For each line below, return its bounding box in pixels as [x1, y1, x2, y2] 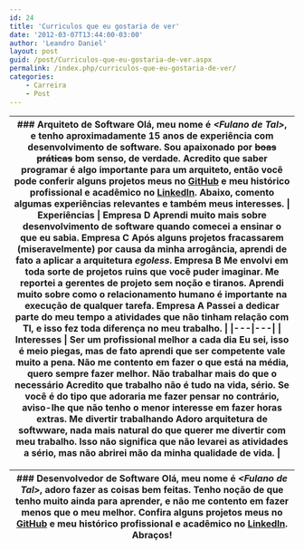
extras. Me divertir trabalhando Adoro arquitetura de [35, 412, 269, 425]
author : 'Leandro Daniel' [9, 38, 107, 48]
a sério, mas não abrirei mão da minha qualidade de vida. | [24, 446, 280, 458]
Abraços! [131, 528, 173, 541]
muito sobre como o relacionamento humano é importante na [16, 287, 288, 300]
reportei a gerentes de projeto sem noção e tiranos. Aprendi [19, 276, 285, 289]
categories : [9, 72, 54, 82]
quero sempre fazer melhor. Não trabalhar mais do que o [26, 367, 278, 380]
